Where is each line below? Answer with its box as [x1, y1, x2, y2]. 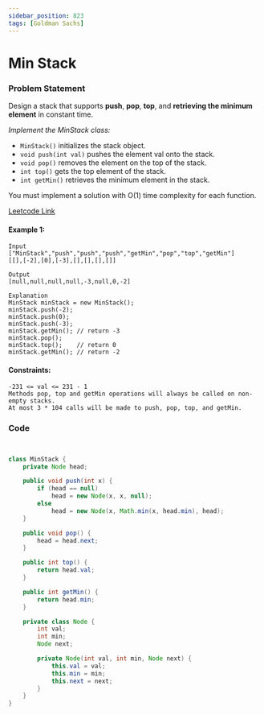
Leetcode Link [8, 206, 56, 216]
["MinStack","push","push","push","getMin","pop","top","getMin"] [8, 250, 235, 258]
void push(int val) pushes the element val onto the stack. [19, 149, 215, 159]
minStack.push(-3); [8, 320, 74, 329]
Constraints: [8, 365, 51, 374]
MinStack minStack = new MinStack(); [8, 299, 135, 307]
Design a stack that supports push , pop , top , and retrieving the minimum [8, 101, 253, 110]
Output [8, 271, 30, 279]
